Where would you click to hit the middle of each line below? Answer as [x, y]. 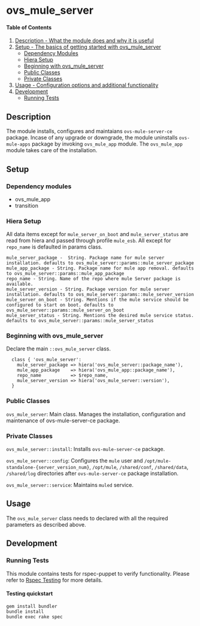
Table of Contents [29, 27]
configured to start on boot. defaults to [60, 305]
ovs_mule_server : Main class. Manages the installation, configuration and [96, 414]
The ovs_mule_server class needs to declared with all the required [87, 518]
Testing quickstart [30, 594]
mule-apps [19, 144]
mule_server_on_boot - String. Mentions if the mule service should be [97, 300]
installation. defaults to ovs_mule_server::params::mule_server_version [100, 295]
